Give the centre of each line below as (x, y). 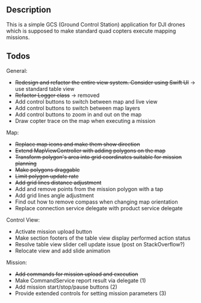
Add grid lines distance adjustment (58, 183)
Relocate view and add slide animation (63, 251)
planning (26, 163)
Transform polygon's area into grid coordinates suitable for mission (98, 157)
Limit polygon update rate (47, 176)
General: (17, 70)
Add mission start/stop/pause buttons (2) (66, 287)
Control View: (23, 220)
